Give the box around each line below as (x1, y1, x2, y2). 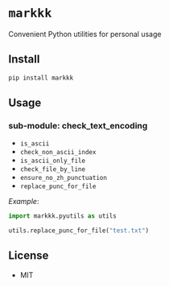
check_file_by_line (19, 165, 86, 174)
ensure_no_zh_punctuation (19, 174, 107, 182)
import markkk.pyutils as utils (8, 212, 117, 220)
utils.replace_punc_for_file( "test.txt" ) (8, 227, 150, 235)
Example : (8, 197, 39, 206)
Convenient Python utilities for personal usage (8, 29, 162, 39)
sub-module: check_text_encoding (8, 120, 148, 131)
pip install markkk (8, 74, 74, 82)
